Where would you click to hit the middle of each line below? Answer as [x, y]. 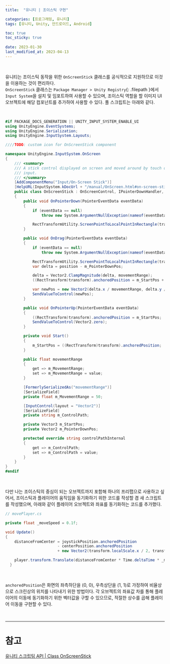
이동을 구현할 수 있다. [31, 604]
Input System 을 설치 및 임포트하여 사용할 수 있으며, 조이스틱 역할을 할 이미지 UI [84, 96]
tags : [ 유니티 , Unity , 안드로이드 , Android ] [49, 24]
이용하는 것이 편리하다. [33, 83]
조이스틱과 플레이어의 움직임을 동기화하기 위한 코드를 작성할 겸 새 [80, 498]
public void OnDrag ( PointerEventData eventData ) [76, 238]
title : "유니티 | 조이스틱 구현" [37, 10]
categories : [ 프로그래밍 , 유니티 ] [37, 19]
